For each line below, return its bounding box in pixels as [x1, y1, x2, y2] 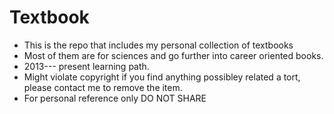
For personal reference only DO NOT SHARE [23, 92, 207, 104]
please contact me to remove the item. [23, 81, 183, 93]
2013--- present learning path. [23, 60, 150, 72]
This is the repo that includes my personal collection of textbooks [23, 39, 294, 51]
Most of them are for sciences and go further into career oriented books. [23, 49, 324, 61]
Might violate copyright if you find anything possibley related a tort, [23, 71, 301, 83]
